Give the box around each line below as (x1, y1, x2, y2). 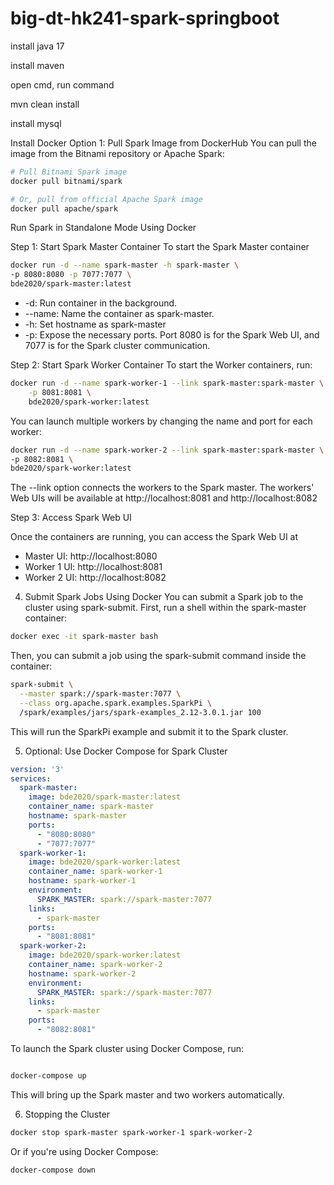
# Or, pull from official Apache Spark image (10, 194, 203, 204)
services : (10, 773, 52, 784)
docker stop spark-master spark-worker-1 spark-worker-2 (10, 1127, 253, 1137)
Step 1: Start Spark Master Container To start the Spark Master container (10, 241, 310, 253)
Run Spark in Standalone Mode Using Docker (10, 222, 197, 234)
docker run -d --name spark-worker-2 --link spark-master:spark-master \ (10, 445, 325, 455)
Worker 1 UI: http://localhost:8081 (24, 561, 163, 573)
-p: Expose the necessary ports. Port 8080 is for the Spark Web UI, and (24, 329, 320, 341)
